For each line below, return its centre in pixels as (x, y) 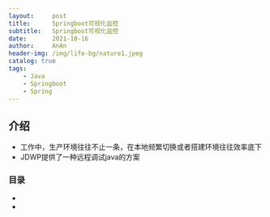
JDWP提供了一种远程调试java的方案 (80, 157)
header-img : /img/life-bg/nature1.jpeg (76, 53)
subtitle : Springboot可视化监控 (64, 31)
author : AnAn (38, 46)
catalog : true (32, 62)
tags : (17, 69)
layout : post (38, 16)
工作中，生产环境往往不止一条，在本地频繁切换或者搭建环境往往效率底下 (141, 147)
